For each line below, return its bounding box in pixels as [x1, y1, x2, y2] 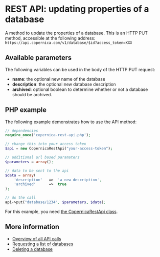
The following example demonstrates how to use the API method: [5, 119, 137, 125]
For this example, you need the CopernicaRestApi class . [5, 209, 118, 214]
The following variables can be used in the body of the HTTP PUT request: [5, 66, 156, 72]
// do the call [5, 195, 36, 200]
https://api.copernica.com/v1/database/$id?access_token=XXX [5, 40, 133, 45]
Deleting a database [12, 246, 53, 252]
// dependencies [5, 128, 38, 133]
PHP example [5, 106, 46, 114]
